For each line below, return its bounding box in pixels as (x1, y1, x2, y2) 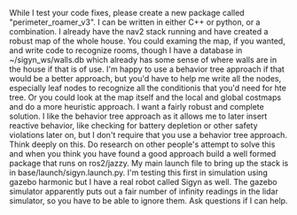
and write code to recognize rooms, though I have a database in (9, 45, 243, 56)
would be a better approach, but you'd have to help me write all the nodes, (9, 73, 282, 83)
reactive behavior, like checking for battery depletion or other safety (9, 120, 259, 131)
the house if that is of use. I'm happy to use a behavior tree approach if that (9, 64, 285, 74)
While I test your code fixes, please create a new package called (9, 8, 246, 18)
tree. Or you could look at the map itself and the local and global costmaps (9, 92, 282, 103)
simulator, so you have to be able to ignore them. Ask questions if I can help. (9, 196, 288, 206)
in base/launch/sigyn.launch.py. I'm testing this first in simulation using (9, 167, 268, 178)
